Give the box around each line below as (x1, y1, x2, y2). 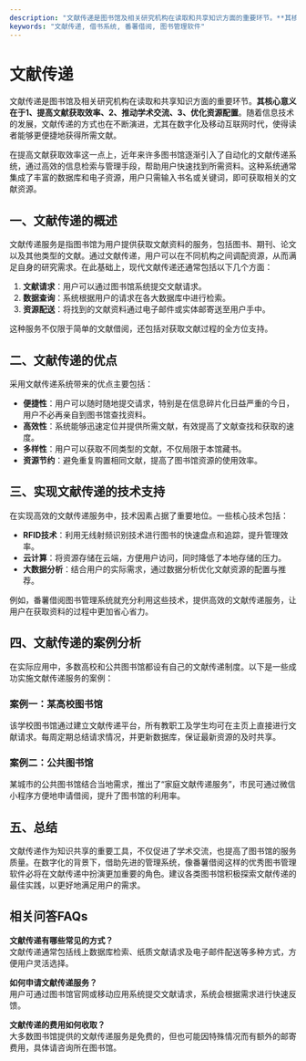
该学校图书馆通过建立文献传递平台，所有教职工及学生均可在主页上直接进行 (9, 720, 289, 731)
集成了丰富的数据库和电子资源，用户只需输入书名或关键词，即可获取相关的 (9, 172, 289, 183)
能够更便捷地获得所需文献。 (16, 130, 121, 141)
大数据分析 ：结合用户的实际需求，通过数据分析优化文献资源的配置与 (22, 563, 279, 575)
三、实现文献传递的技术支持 (9, 484, 166, 500)
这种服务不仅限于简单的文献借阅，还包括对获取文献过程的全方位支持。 (9, 323, 273, 334)
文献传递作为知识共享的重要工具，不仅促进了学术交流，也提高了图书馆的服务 (9, 846, 297, 857)
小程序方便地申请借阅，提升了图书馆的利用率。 (9, 790, 185, 801)
